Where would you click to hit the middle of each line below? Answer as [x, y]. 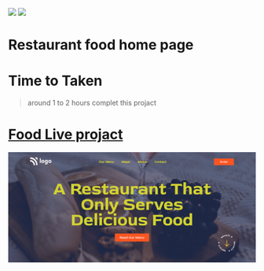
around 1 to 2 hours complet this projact [92, 103]
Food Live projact [66, 135]
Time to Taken [55, 81]
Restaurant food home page [101, 45]
